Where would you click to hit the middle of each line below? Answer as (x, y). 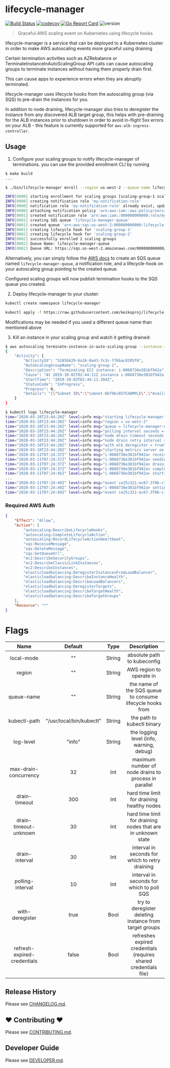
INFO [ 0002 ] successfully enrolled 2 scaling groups (61, 239)
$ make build (19, 173)
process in (144, 779)
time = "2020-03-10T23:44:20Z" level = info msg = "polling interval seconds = (85, 431)
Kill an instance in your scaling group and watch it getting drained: (81, 337)
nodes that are (144, 827)
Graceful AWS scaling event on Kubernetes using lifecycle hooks (85, 33)
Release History (31, 992)
